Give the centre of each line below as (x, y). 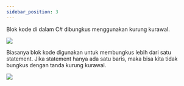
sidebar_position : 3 (33, 12)
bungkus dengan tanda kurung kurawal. (56, 65)
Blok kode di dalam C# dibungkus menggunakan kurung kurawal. (88, 29)
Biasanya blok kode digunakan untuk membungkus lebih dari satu (89, 52)
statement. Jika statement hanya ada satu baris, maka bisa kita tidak (92, 59)
